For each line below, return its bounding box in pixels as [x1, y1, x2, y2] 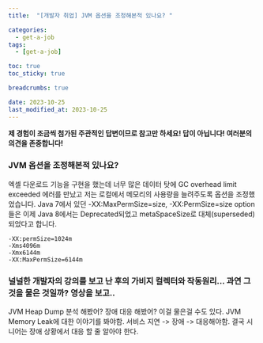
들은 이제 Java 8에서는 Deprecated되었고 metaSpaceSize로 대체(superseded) [8, 209, 255, 219]
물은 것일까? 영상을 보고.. [24, 287, 116, 298]
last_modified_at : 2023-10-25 [8, 105, 108, 113]
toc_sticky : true [8, 70, 66, 78]
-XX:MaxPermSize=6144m [8, 255, 83, 264]
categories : [8, 25, 47, 34]
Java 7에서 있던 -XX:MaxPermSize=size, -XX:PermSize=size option [37, 199, 255, 208]
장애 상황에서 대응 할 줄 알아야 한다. [28, 326, 139, 337]
